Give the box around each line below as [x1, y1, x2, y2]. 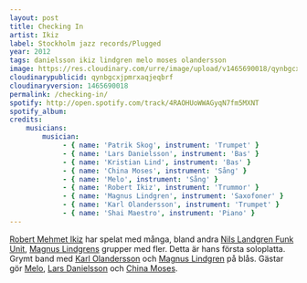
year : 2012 [9, 47, 51, 57]
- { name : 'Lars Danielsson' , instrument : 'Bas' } [62, 149, 259, 158]
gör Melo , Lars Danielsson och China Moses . [9, 262, 178, 274]
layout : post [9, 13, 59, 23]
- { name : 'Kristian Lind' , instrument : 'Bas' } [62, 157, 251, 167]
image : [9, 65, 35, 74]
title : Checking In [9, 22, 84, 31]
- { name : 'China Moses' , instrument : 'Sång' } [62, 166, 248, 175]
